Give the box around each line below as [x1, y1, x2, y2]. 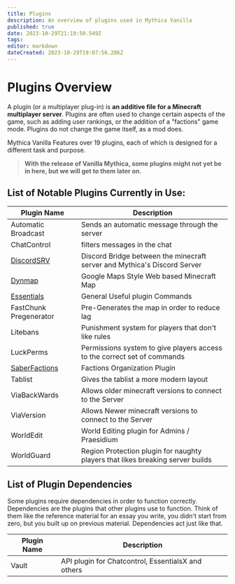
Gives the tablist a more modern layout [80, 374, 208, 384]
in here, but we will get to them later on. [24, 166, 142, 175]
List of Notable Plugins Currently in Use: [7, 187, 186, 199]
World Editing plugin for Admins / [80, 426, 190, 436]
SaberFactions [10, 363, 59, 373]
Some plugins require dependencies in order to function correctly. [7, 497, 198, 506]
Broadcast [10, 228, 45, 238]
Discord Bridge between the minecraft [80, 251, 206, 261]
